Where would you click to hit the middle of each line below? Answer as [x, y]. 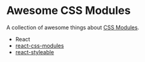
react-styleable [34, 52]
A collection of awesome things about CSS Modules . [73, 27]
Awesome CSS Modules [69, 11]
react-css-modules [40, 46]
